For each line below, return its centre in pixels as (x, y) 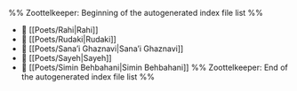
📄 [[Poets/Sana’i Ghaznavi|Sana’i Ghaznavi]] (102, 49)
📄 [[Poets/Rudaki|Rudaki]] (68, 39)
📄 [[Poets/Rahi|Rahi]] (60, 30)
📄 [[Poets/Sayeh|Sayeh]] (66, 58)
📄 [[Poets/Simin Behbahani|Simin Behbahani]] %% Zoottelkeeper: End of (154, 67)
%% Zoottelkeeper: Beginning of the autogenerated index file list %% (136, 13)
